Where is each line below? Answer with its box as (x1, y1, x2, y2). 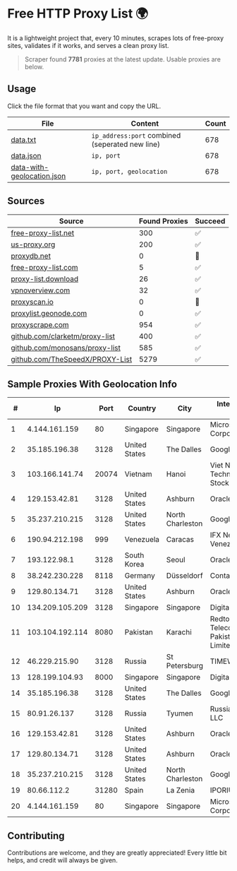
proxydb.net (11, 251, 51, 261)
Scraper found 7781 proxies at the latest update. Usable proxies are (24, 54, 221, 64)
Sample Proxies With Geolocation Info (7, 378, 178, 390)
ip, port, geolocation (91, 167, 168, 175)
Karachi (166, 627, 192, 637)
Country (128, 403, 157, 413)
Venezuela (124, 535, 160, 545)
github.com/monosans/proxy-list (11, 343, 121, 352)
